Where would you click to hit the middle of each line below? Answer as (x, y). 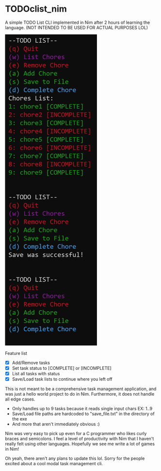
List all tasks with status (36, 374)
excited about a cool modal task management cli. (54, 464)
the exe (20, 419)
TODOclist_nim (36, 9)
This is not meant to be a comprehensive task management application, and (81, 389)
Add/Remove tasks (31, 363)
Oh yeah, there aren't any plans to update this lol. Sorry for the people (75, 458)
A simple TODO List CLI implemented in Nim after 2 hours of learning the (78, 22)
